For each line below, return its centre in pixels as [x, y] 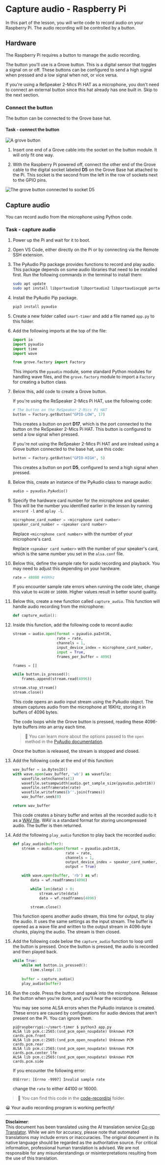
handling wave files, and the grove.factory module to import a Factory [84, 377]
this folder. [24, 321]
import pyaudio [28, 344]
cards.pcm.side [28, 1061]
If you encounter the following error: [49, 1070]
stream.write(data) [59, 893]
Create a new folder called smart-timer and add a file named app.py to [83, 316]
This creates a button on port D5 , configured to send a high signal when [85, 467]
